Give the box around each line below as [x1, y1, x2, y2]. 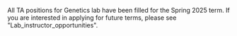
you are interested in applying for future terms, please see [7, 13, 177, 22]
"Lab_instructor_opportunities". [7, 21, 98, 29]
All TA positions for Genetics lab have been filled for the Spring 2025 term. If [7, 6, 230, 14]
